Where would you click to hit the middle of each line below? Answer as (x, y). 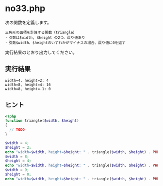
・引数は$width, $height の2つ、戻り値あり (45, 37)
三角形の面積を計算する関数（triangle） (41, 32)
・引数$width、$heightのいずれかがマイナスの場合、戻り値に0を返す (65, 43)
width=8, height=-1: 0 (28, 89)
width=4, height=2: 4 (27, 80)
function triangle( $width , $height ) (42, 121)
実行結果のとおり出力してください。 (41, 52)
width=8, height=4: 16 (28, 85)
